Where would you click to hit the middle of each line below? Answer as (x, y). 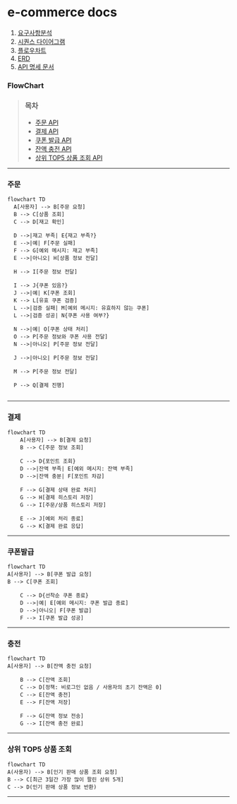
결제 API (47, 131)
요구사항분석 (35, 32)
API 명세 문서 (36, 66)
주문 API (47, 123)
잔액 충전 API (53, 149)
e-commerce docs (62, 12)
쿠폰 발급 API (53, 140)
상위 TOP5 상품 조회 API (69, 158)
